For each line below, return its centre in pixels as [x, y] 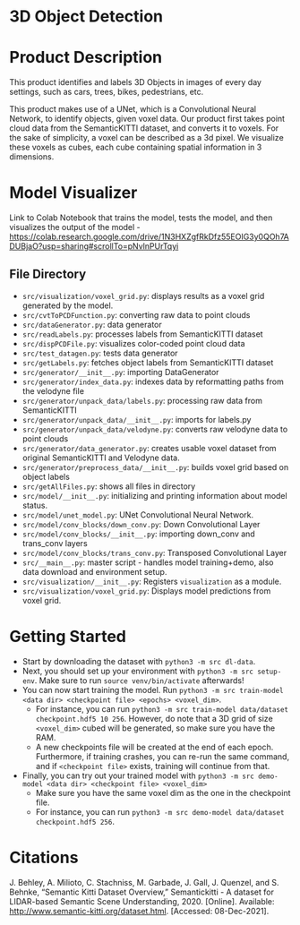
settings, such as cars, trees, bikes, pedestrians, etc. [107, 92]
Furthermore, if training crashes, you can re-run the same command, [162, 756]
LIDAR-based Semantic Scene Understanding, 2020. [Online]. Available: [142, 901]
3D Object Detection [86, 17]
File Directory [48, 274]
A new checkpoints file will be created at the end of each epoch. [154, 747]
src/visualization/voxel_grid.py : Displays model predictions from [146, 591]
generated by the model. [68, 305]
